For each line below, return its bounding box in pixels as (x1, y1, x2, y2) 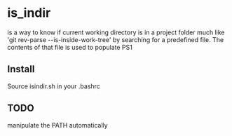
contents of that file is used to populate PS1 (7, 43, 133, 51)
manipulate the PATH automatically (7, 121, 108, 129)
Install (7, 63, 35, 75)
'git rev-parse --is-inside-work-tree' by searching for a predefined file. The (7, 35, 224, 43)
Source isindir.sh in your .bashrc (7, 82, 100, 90)
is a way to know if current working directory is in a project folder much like (7, 28, 225, 36)
